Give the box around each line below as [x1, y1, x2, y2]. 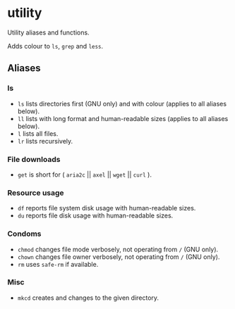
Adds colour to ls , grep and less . [7, 42, 104, 50]
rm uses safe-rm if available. [17, 260, 99, 268]
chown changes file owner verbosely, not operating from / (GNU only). [17, 252, 220, 261]
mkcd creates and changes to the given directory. [17, 294, 159, 302]
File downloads [7, 154, 61, 164]
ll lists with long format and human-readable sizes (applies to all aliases [17, 114, 229, 122]
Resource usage [7, 188, 65, 198]
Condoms [7, 229, 42, 239]
